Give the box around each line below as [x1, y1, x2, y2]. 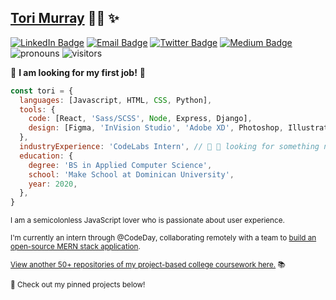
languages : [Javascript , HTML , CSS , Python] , [19, 95, 213, 105]
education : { [19, 151, 74, 161]
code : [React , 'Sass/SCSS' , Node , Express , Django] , [28, 114, 253, 124]
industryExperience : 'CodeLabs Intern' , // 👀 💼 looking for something [19, 142, 320, 152]
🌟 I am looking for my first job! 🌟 [10, 66, 147, 78]
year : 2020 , [28, 179, 78, 189]
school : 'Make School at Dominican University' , [28, 169, 235, 180]
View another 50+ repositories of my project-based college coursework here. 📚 [10, 260, 286, 270]
